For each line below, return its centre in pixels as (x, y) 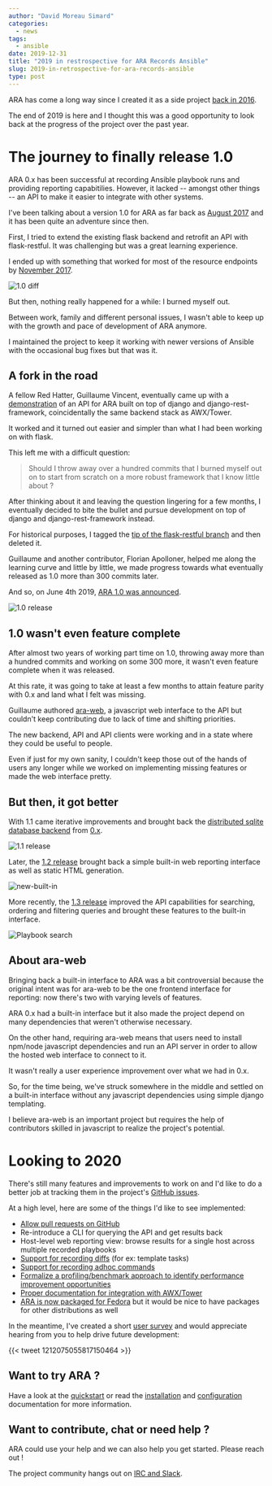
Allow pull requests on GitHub (70, 1223)
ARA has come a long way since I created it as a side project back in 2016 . (133, 99)
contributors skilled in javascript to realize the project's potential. (117, 1128)
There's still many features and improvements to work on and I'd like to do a (135, 1183)
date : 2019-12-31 (38, 54)
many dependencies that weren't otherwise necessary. (100, 1022)
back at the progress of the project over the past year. (99, 124)
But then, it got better (64, 802)
